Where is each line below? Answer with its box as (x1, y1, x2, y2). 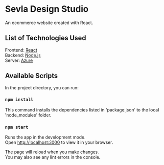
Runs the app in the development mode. (5, 134, 86, 140)
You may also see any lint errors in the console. (5, 154, 100, 160)
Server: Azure (5, 57, 33, 63)
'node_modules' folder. (5, 112, 51, 118)
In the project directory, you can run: (5, 84, 79, 90)
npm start (5, 124, 28, 130)
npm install (5, 97, 34, 103)
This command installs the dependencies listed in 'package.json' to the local (5, 107, 159, 112)
